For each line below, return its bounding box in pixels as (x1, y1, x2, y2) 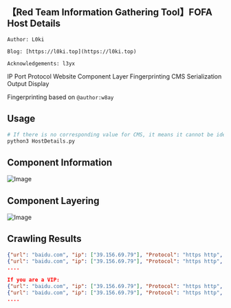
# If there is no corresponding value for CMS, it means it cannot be (7, 131, 214, 138)
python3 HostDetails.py (7, 137, 76, 145)
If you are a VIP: (7, 276, 60, 284)
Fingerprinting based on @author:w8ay (7, 92, 114, 101)
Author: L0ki (7, 36, 45, 43)
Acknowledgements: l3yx (7, 60, 76, 67)
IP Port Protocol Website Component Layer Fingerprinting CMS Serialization (7, 72, 222, 81)
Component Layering (7, 195, 100, 207)
